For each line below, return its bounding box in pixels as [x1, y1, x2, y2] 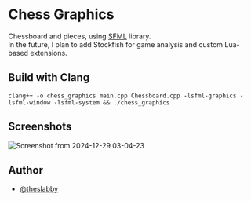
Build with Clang [8, 71, 90, 84]
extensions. [30, 48, 68, 57]
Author [8, 163, 43, 177]
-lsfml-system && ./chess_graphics [53, 98, 170, 107]
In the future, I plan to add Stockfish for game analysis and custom [8, 39, 224, 49]
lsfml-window [8, 98, 51, 107]
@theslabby [19, 185, 59, 194]
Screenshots [8, 120, 72, 133]
